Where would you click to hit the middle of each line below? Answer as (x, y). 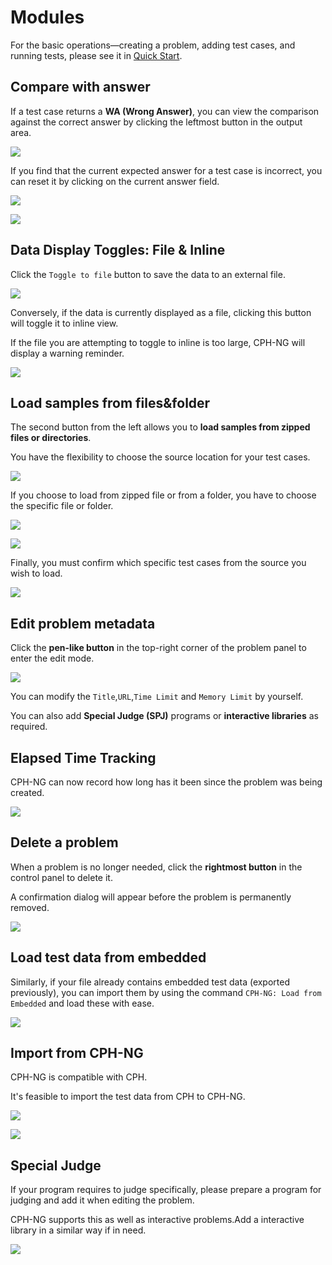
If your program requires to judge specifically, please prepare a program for (166, 1190)
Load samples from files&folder (110, 402)
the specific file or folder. (62, 506)
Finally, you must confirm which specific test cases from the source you (158, 563)
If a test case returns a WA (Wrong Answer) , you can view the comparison (165, 111)
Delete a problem (64, 842)
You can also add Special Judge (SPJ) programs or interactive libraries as (164, 716)
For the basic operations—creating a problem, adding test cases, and (153, 45)
